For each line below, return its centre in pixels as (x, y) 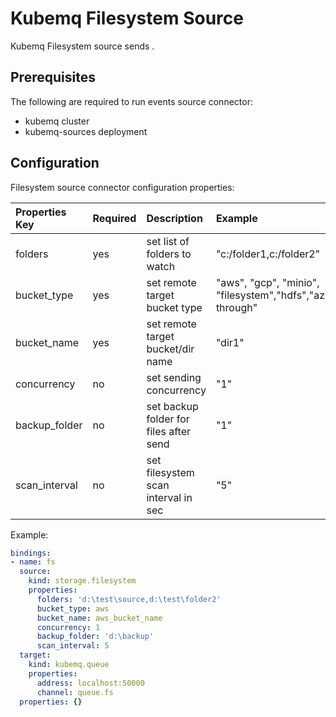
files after (168, 431)
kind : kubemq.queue (69, 665)
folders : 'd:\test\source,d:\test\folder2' (129, 599)
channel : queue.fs (75, 692)
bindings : (31, 553)
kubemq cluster (57, 121)
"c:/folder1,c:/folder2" (268, 254)
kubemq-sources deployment (86, 131)
